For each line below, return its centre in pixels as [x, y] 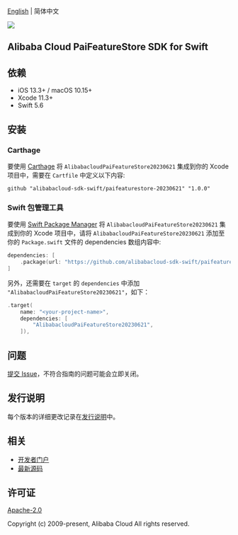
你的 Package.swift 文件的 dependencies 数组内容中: [84, 242]
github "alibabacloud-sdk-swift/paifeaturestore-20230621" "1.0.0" [109, 188]
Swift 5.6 [30, 105]
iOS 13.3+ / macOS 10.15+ [55, 91]
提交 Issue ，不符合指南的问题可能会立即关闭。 [75, 374]
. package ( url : [41, 262]
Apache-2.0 [25, 510]
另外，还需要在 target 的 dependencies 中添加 [74, 283]
